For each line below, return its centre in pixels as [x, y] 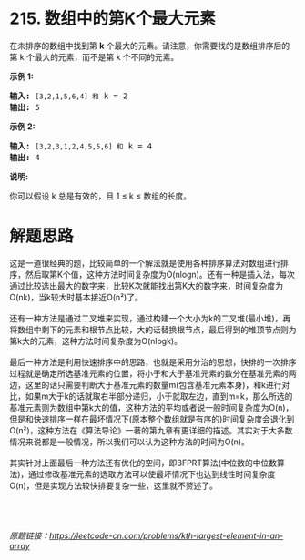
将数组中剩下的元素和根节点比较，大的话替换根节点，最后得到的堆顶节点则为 [153, 330]
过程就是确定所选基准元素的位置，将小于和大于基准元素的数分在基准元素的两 [153, 373]
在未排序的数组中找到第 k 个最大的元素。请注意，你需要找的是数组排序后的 [149, 46]
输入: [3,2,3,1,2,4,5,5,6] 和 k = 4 [81, 146]
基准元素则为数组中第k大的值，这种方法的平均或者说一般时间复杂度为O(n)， [152, 407]
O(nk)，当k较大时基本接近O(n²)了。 [76, 297]
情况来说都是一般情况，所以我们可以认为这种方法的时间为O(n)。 [130, 442]
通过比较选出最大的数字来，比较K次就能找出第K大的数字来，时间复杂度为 [147, 285]
